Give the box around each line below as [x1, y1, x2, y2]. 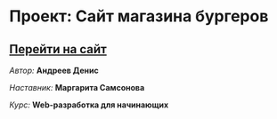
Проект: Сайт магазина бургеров [9, 6, 269, 27]
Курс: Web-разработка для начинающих [9, 99, 169, 110]
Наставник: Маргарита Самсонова [9, 83, 145, 92]
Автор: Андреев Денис [9, 65, 100, 75]
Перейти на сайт [9, 42, 107, 57]
